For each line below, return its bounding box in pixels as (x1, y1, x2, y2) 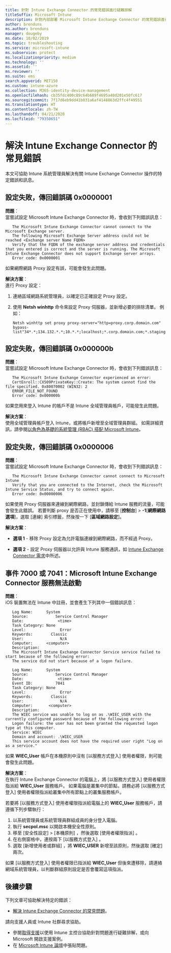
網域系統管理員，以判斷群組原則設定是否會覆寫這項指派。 (5, 866, 126, 872)
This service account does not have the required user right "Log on (12, 739, 163, 744)
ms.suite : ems (5, 74, 36, 79)
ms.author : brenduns (5, 26, 49, 32)
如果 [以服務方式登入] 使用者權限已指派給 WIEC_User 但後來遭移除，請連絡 (5, 859, 162, 866)
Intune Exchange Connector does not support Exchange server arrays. (5, 251, 156, 256)
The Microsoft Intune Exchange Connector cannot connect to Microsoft (12, 474, 165, 479)
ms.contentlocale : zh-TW (5, 107, 58, 112)
